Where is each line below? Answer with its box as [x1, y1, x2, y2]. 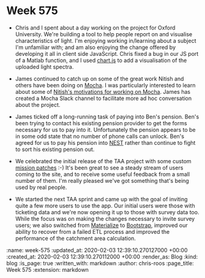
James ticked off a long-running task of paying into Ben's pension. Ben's [15, 113, 199, 120]
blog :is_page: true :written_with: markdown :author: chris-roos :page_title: [6, 259, 194, 267]
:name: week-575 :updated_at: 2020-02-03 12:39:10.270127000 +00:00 [6, 246, 188, 253]
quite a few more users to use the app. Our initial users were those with [15, 202, 195, 209]
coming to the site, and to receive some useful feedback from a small [15, 170, 190, 178]
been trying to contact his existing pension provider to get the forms [15, 119, 188, 126]
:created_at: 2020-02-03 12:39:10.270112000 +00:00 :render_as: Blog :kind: [6, 253, 198, 260]
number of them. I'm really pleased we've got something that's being [15, 177, 190, 184]
